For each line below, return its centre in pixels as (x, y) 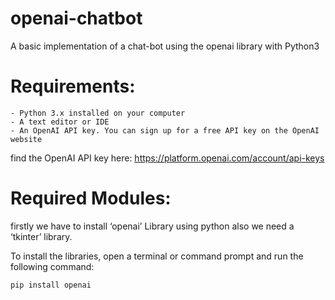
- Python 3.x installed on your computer (98, 113)
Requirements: (73, 86)
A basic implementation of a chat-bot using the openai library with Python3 (165, 46)
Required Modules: (91, 198)
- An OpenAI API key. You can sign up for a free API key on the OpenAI (165, 130)
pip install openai (51, 285)
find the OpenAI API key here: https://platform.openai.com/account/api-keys (167, 158)
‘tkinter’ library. (41, 236)
